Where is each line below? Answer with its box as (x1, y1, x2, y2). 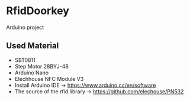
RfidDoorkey (6, 4, 70, 18)
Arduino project (6, 24, 44, 31)
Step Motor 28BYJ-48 (14, 63, 69, 70)
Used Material (6, 41, 59, 51)
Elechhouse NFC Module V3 (14, 75, 84, 82)
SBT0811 (14, 56, 36, 63)
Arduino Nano (14, 69, 49, 76)
